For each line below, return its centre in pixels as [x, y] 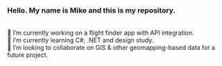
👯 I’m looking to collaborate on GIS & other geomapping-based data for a [111, 48]
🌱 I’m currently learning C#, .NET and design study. [80, 40]
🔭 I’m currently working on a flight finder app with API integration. [101, 33]
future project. [28, 55]
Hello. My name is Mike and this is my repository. [91, 10]
